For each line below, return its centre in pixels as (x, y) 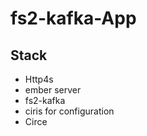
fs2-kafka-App (73, 18)
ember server (53, 90)
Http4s (39, 79)
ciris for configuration (69, 111)
